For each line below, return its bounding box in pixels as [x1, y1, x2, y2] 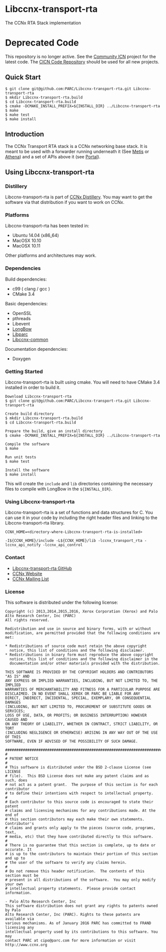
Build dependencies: [5, 276, 47, 282]
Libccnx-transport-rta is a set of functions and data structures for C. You [5, 510, 153, 516]
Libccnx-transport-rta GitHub [12, 565, 72, 571]
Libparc [12, 331, 28, 337]
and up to [5, 856, 26, 860]
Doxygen [12, 355, 31, 362]
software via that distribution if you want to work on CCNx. [5, 199, 124, 205]
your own [5, 882, 23, 887]
